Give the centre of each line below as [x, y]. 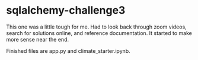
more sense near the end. [38, 39]
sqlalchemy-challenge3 [66, 10]
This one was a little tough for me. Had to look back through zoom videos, [96, 27]
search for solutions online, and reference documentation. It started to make [99, 33]
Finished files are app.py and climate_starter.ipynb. [68, 50]
